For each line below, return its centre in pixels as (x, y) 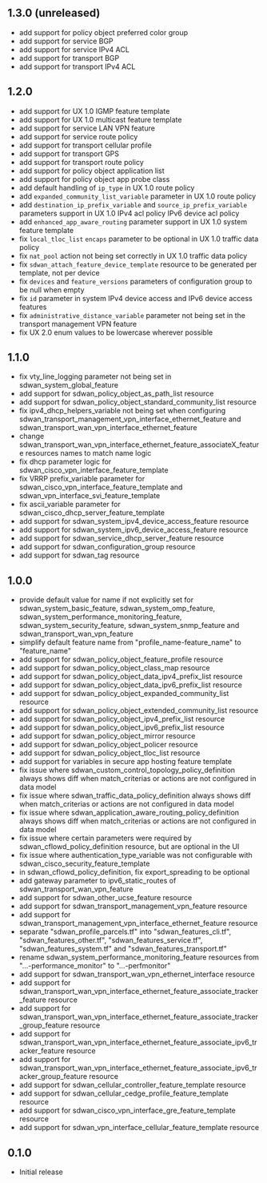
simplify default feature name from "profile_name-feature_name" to (130, 642)
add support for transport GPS (69, 153)
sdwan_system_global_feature (69, 385)
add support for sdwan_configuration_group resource (107, 547)
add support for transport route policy (82, 162)
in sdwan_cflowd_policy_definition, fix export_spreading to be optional (134, 872)
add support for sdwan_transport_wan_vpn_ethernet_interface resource (137, 974)
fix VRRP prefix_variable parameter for (82, 479)
